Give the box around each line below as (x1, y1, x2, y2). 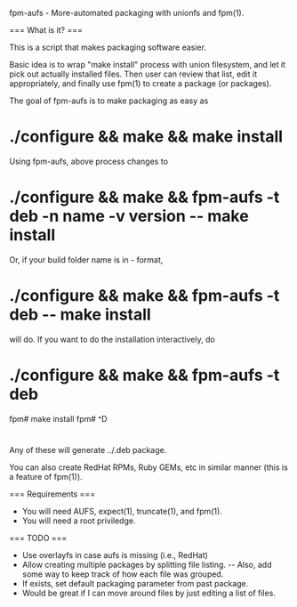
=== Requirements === (9, 489, 96, 499)
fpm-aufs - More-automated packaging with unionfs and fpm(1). (9, 8, 245, 18)
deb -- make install (9, 304, 151, 325)
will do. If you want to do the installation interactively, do (9, 334, 215, 344)
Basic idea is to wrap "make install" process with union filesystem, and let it (9, 60, 286, 69)
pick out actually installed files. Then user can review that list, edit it (9, 69, 258, 79)
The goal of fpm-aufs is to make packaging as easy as (9, 95, 209, 106)
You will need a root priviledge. (21, 515, 136, 526)
